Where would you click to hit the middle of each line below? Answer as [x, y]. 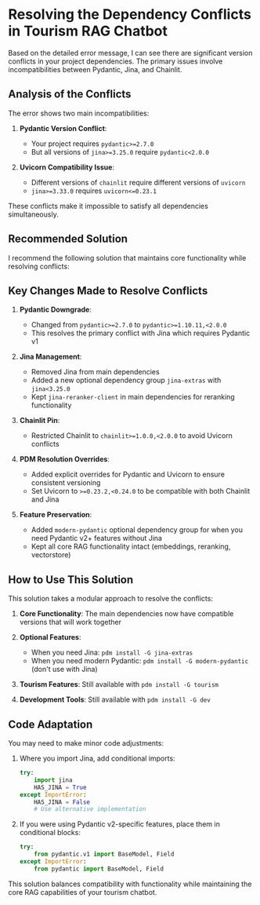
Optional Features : [50, 637]
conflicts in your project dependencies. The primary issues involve [116, 61]
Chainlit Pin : [40, 421]
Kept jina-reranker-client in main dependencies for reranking [133, 397]
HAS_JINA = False [62, 802]
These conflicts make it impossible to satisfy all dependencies [108, 206]
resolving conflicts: [39, 266]
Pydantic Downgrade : [56, 310]
